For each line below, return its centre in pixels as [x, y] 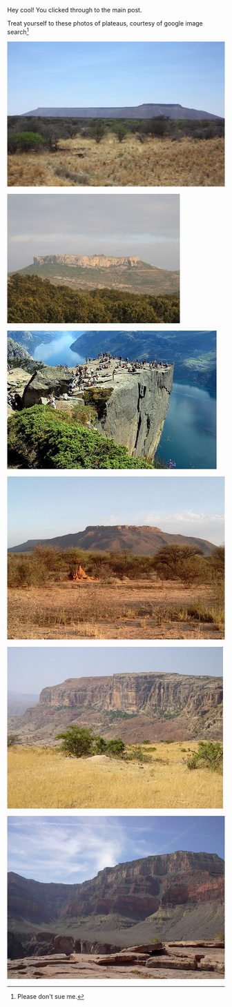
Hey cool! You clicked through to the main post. [75, 10]
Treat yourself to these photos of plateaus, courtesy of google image [105, 23]
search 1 [18, 31]
